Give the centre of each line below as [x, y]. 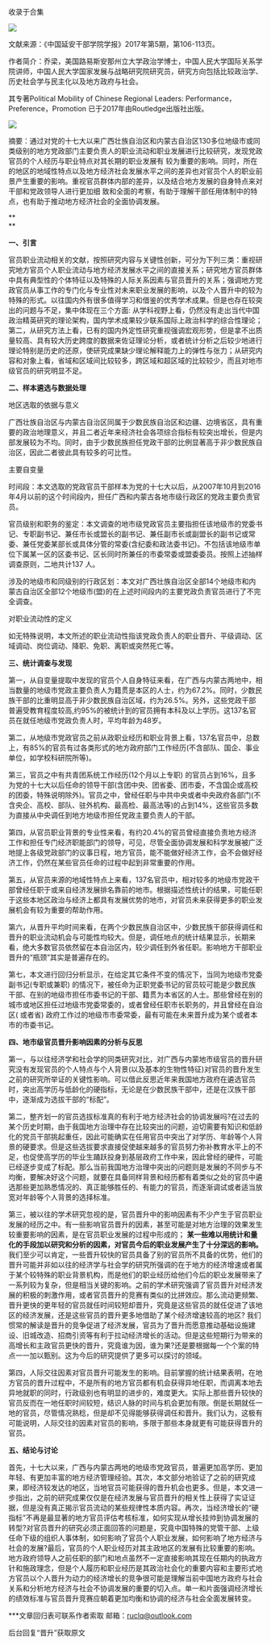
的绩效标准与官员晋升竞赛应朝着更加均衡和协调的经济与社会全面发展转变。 [132, 1598]
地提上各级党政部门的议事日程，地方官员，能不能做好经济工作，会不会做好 [132, 852]
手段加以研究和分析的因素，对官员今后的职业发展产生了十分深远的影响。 [142, 1245]
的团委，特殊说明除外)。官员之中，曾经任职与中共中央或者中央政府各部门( [131, 795]
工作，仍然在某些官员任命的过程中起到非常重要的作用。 [107, 862]
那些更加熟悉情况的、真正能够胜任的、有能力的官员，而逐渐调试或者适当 [135, 1187]
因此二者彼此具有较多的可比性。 [82, 452]
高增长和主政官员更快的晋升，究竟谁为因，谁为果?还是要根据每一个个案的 [130, 1345]
